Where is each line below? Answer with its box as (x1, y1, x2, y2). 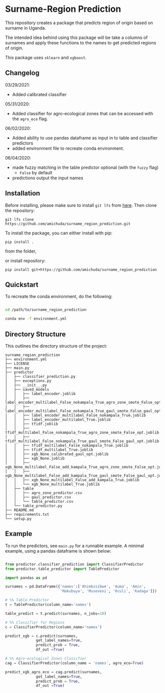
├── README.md (5, 507, 34, 513)
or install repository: (5, 258, 46, 264)
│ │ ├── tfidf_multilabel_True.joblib (5, 447, 93, 452)
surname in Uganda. (5, 25, 46, 31)
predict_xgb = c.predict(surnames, (5, 633, 78, 638)
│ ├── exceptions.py (5, 378, 52, 383)
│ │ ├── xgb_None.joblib (5, 456, 65, 461)
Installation (5, 189, 40, 198)
